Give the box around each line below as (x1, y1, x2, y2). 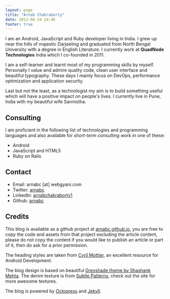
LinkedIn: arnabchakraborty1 (12, 192, 73, 198)
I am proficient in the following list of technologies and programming (5, 127, 148, 133)
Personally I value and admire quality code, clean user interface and (5, 67, 148, 73)
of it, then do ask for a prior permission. (5, 242, 88, 248)
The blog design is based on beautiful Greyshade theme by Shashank (5, 267, 151, 273)
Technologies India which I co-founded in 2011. (5, 52, 105, 58)
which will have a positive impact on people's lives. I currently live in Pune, (5, 93, 161, 99)
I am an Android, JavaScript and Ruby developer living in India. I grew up (5, 36, 157, 42)
